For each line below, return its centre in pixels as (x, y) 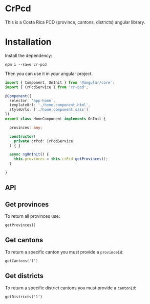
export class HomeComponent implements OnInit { (55, 119)
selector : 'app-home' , (32, 101)
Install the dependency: (29, 55)
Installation (28, 42)
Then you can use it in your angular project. (49, 74)
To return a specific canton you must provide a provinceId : (64, 252)
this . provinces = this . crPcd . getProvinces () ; (61, 159)
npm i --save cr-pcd (26, 64)
